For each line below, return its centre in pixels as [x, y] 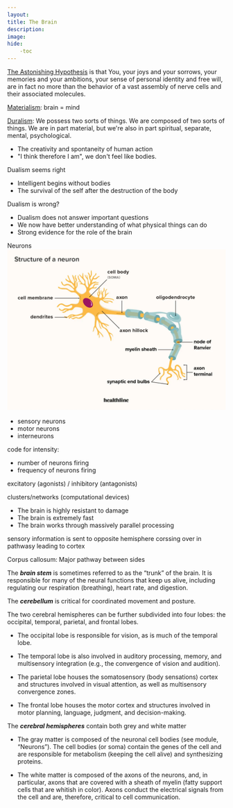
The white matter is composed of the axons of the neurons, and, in [112, 775]
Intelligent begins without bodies [64, 183]
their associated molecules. [46, 94]
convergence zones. [46, 692]
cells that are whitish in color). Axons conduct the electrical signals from [120, 790]
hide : [15, 44]
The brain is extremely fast [55, 518]
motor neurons [38, 429]
